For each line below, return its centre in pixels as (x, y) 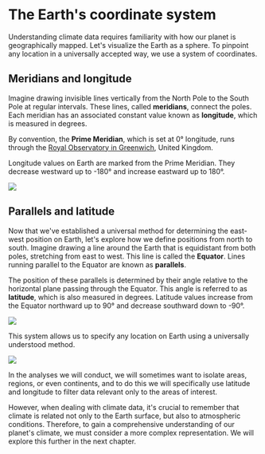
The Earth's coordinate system (112, 15)
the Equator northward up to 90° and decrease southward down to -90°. (127, 306)
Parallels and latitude (62, 212)
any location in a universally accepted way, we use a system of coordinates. (133, 53)
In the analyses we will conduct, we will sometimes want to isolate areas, (128, 375)
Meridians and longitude (70, 79)
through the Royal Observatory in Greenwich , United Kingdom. (111, 147)
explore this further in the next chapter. (72, 441)
